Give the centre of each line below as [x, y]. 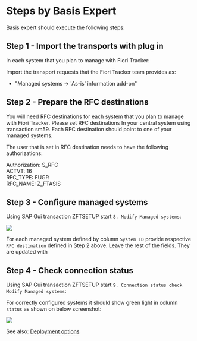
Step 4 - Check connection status [70, 271]
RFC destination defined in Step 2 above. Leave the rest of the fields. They [98, 245]
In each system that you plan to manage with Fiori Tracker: [78, 60]
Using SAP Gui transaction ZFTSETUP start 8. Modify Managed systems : [94, 217]
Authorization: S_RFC [32, 165]
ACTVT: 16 [19, 171]
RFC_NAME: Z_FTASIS [34, 184]
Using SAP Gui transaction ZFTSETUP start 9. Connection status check [94, 285]
